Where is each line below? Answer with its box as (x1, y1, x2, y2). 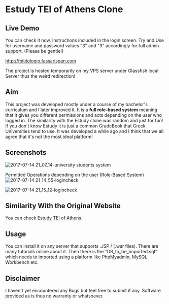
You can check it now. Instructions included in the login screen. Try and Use (5, 37, 164, 43)
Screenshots (5, 148, 47, 157)
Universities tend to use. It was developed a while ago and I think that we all (5, 128, 164, 134)
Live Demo (5, 24, 40, 32)
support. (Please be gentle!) (5, 48, 64, 54)
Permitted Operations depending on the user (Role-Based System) (5, 172, 145, 178)
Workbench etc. (5, 259, 39, 265)
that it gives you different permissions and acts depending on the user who (5, 112, 162, 118)
